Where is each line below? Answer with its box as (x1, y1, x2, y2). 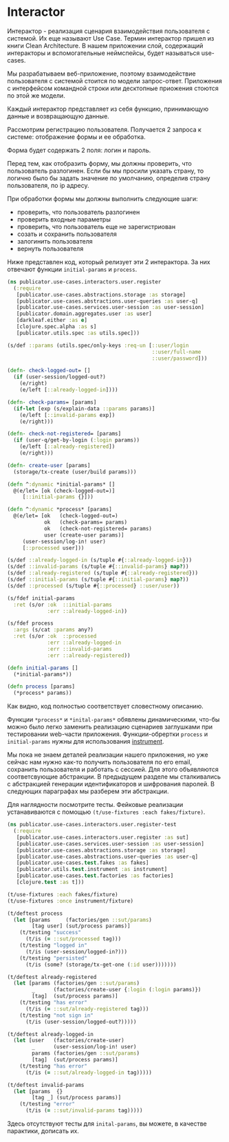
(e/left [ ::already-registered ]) (19, 443, 116, 451)
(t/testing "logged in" (19, 942, 88, 949)
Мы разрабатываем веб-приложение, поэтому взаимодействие (7, 69, 196, 78)
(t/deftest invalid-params (7, 1081, 85, 1088)
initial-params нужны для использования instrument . (7, 737, 164, 746)
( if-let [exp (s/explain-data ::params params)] (13, 405, 155, 412)
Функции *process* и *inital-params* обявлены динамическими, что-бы (7, 715, 220, 724)
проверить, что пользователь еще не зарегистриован (17, 222, 176, 230)
